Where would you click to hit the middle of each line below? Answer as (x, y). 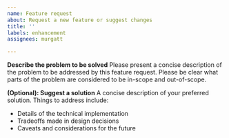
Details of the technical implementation (73, 114)
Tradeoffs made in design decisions (68, 121)
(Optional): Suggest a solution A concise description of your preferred (108, 93)
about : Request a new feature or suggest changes (80, 20)
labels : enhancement (37, 33)
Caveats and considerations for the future (76, 128)
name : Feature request (40, 13)
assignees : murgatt (35, 39)
